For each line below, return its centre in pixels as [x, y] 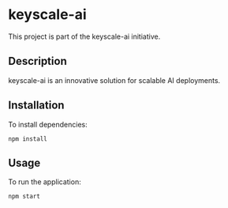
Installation [36, 106]
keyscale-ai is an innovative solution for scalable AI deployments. [114, 80]
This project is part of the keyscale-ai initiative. [84, 36]
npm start [24, 197]
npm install [28, 139]
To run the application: [45, 182]
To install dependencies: [48, 124]
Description [37, 61]
